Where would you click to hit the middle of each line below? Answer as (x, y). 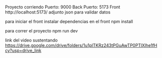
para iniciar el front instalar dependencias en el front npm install (69, 22)
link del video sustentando (31, 40)
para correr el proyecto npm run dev (41, 31)
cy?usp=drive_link (23, 51)
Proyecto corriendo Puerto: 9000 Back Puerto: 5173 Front (63, 7)
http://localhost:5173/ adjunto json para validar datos (58, 12)
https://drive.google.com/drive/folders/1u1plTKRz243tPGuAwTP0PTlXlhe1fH (81, 45)
